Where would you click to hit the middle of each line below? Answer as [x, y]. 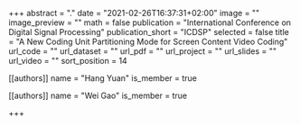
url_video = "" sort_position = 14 [68, 61]
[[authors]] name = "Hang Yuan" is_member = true [103, 78]
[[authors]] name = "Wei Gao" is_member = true [98, 95]
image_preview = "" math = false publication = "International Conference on [150, 22]
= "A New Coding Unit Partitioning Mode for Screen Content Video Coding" [148, 41]
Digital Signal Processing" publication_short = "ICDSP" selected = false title [149, 32]
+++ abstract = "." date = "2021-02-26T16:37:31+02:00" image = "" [134, 13]
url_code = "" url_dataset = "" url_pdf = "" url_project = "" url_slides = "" [143, 51]
